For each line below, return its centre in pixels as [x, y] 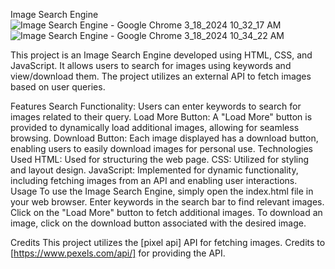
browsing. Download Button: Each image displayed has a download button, [164, 138]
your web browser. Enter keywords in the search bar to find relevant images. [167, 202]
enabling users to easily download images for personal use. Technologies [161, 148]
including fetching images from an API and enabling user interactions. [154, 180]
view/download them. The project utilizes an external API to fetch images [161, 76]
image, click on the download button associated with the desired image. [158, 223]
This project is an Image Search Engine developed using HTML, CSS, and [161, 55]
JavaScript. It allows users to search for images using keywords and [151, 65]
